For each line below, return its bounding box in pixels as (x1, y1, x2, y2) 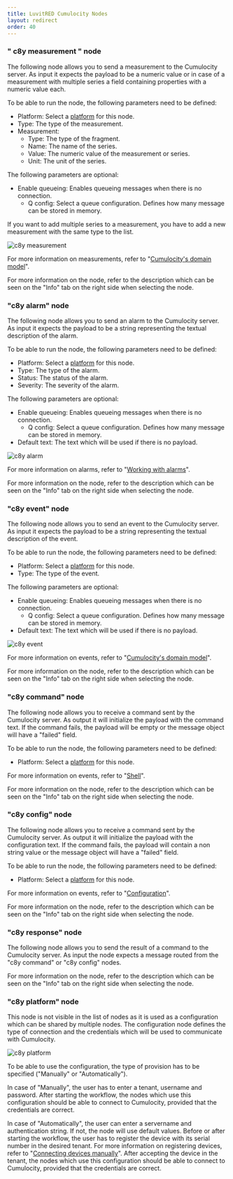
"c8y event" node (7, 503, 69, 513)
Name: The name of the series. (27, 142, 118, 150)
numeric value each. (7, 85, 66, 93)
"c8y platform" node (7, 997, 79, 1007)
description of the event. (7, 535, 78, 543)
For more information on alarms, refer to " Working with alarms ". (7, 465, 190, 474)
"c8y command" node (7, 692, 85, 702)
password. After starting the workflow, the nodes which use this (7, 1091, 192, 1099)
